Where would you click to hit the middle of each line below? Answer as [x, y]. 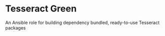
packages [16, 27]
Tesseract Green [41, 9]
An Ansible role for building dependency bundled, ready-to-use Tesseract [82, 22]
